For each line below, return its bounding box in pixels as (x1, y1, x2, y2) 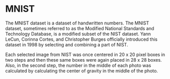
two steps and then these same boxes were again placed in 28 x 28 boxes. (5, 57, 162, 63)
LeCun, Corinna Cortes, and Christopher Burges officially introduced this (5, 36, 158, 42)
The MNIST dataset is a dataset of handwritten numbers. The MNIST (5, 20, 149, 26)
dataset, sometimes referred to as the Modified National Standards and (5, 25, 154, 31)
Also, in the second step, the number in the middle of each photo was (5, 62, 151, 68)
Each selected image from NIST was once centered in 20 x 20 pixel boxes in (5, 51, 165, 58)
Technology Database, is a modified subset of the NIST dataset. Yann (5, 31, 151, 37)
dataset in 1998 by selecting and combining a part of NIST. (5, 41, 128, 47)
